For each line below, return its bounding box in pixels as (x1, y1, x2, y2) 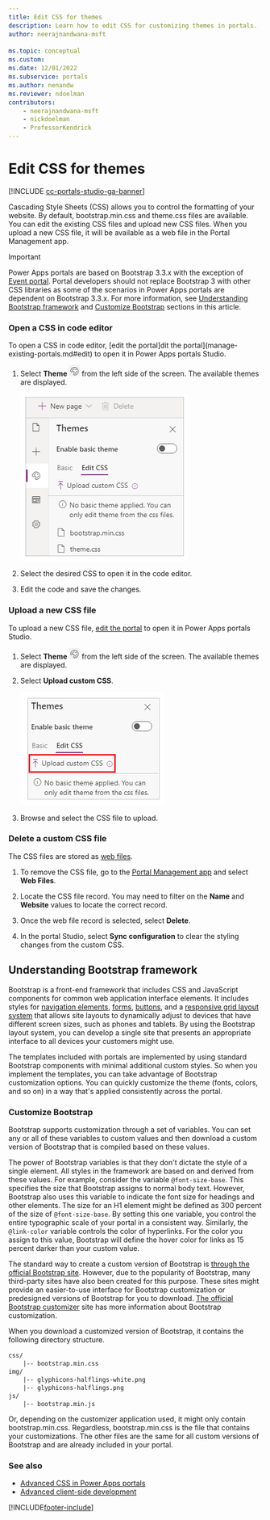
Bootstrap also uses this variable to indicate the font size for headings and (8, 1192, 255, 1202)
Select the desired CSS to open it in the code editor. (19, 569, 193, 579)
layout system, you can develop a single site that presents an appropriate (8, 1027, 251, 1038)
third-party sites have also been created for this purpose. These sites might (8, 1276, 260, 1286)
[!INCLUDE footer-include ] (8, 1503, 94, 1513)
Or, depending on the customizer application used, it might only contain (8, 1414, 246, 1424)
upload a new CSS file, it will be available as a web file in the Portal (8, 227, 231, 238)
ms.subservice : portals (8, 73, 89, 81)
